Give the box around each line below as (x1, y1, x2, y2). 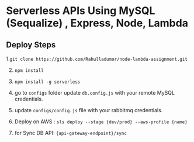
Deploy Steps (6, 40, 56, 50)
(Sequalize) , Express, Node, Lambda (6, 16, 189, 30)
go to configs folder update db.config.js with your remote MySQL (14, 89, 175, 96)
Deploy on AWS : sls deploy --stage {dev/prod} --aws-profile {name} (14, 118, 188, 125)
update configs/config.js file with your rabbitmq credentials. (14, 107, 163, 113)
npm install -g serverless (14, 79, 81, 85)
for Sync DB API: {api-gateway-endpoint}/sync (14, 130, 127, 136)
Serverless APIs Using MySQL (6, 4, 155, 18)
